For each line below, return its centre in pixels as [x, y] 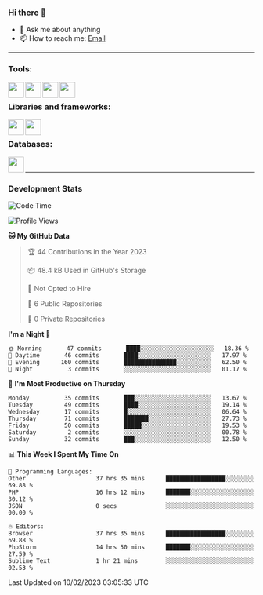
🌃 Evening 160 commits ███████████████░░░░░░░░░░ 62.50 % [127, 363]
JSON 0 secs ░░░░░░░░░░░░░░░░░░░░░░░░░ [131, 506]
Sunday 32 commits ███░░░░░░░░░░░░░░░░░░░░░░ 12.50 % [127, 440]
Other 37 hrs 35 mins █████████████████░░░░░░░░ [131, 479]
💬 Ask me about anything [60, 30]
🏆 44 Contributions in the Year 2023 [87, 252]
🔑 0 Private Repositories [66, 319]
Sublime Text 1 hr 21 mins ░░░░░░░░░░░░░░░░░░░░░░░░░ [131, 561]
